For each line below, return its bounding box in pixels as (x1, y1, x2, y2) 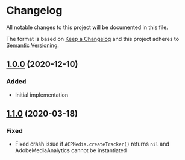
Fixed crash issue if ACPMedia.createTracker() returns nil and (14, 140, 170, 148)
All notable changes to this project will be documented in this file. (6, 24, 169, 31)
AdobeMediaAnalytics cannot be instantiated (14, 147, 127, 154)
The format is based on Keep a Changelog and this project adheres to (6, 35, 180, 42)
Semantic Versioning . (6, 42, 59, 49)
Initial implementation (14, 91, 69, 98)
